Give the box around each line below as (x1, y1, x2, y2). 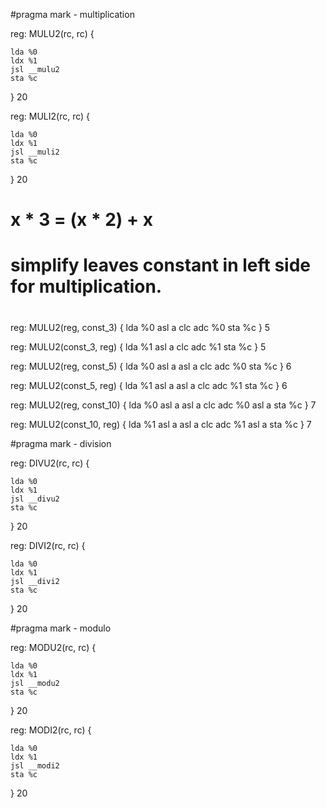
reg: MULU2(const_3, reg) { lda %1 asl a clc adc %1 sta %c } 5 (10, 340, 267, 353)
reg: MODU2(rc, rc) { (10, 641, 97, 653)
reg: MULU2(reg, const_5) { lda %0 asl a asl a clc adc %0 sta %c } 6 (10, 360, 292, 372)
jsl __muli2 (10, 147, 60, 157)
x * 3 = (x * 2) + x (10, 209, 153, 231)
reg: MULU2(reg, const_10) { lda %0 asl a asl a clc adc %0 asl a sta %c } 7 (10, 399, 317, 411)
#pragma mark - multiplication (10, 9, 135, 20)
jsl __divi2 (10, 576, 60, 586)
